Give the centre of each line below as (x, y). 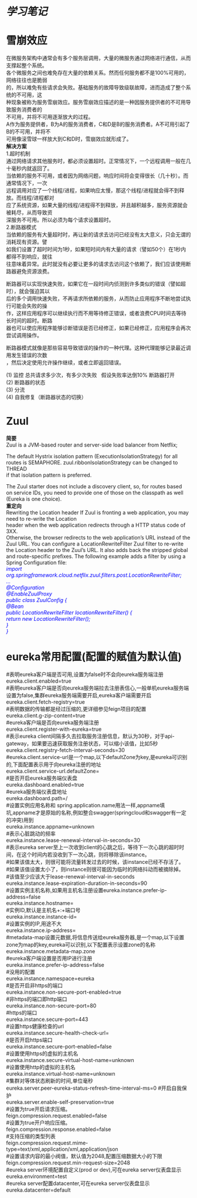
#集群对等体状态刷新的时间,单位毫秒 (50, 1081)
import (14, 569)
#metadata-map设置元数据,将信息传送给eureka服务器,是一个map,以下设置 (95, 937)
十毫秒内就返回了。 (29, 168)
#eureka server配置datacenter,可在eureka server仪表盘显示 (78, 1183)
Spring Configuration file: (37, 563)
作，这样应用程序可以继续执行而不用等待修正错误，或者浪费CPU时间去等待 (96, 313)
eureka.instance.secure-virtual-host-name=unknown (70, 1060)
